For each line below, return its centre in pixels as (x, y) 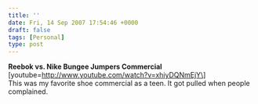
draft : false (29, 30)
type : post (26, 45)
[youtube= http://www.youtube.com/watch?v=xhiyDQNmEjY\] (107, 75)
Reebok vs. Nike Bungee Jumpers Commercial (85, 66)
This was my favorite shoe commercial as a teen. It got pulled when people (129, 84)
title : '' (24, 15)
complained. (28, 91)
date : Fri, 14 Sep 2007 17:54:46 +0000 (73, 23)
